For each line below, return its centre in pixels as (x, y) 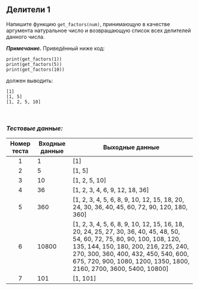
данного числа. (25, 37)
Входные (52, 144)
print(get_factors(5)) (34, 64)
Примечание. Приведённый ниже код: (55, 48)
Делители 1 (28, 10)
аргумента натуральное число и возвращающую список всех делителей (99, 30)
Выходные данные (131, 147)
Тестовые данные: (35, 128)
